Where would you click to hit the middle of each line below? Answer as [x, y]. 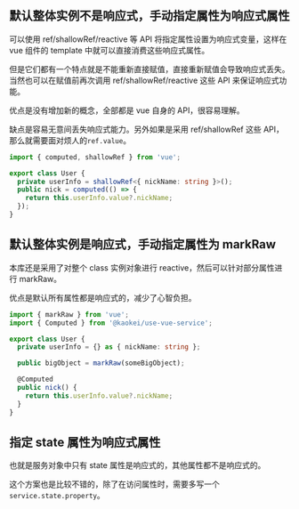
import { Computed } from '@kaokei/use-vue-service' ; [111, 323]
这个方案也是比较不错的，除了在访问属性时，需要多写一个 [114, 484]
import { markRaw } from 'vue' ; [69, 314]
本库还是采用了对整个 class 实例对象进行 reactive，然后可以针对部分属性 [142, 267]
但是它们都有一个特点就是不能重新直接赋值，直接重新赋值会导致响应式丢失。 [149, 69]
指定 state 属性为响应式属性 [85, 442]
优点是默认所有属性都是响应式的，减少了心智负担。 [103, 297]
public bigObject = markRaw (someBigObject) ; [101, 363]
